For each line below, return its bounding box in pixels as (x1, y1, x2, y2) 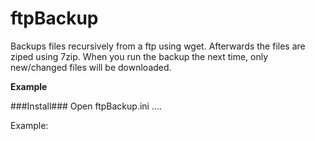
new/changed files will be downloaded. (10, 61, 172, 73)
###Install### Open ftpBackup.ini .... (10, 100, 163, 112)
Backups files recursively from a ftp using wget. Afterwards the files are (10, 40, 306, 52)
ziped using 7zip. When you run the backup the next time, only (10, 50, 269, 62)
